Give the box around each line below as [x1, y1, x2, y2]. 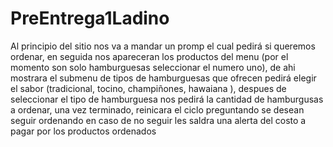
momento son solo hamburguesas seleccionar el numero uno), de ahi [10, 61, 296, 73]
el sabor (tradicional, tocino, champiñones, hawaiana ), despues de [10, 82, 287, 94]
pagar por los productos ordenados [10, 125, 157, 137]
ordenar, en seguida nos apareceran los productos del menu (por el [10, 50, 289, 62]
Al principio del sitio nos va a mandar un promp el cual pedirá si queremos [10, 40, 316, 52]
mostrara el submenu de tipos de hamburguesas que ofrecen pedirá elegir [10, 72, 317, 84]
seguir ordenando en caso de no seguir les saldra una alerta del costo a [10, 114, 307, 126]
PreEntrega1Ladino [10, 7, 170, 30]
